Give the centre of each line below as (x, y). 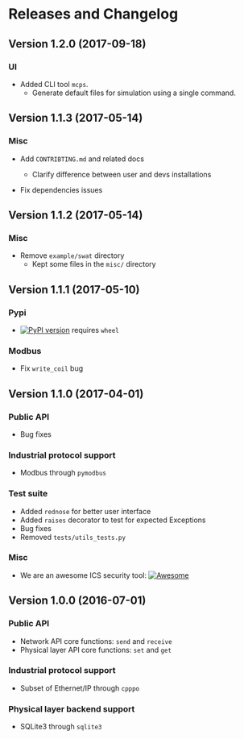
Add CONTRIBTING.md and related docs (82, 159)
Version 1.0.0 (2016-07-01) (77, 601)
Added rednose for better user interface (85, 511)
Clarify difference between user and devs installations (122, 174)
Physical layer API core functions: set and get (95, 650)
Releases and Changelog (93, 14)
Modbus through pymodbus (63, 473)
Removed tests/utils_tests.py (73, 537)
